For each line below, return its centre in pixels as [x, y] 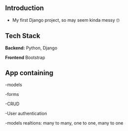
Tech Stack [23, 36]
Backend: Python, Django [31, 48]
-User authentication [26, 114]
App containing [29, 73]
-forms [12, 94]
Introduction [25, 8]
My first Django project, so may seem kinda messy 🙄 [66, 20]
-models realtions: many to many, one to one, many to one [64, 123]
